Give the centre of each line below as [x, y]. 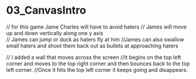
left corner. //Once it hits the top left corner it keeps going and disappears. [97, 69]
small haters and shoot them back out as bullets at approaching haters [92, 46]
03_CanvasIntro [46, 10]
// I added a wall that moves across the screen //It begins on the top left [94, 57]
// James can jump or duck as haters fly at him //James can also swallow [95, 39]
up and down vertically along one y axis [55, 33]
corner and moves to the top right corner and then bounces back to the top [98, 64]
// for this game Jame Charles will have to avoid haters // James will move [97, 27]
